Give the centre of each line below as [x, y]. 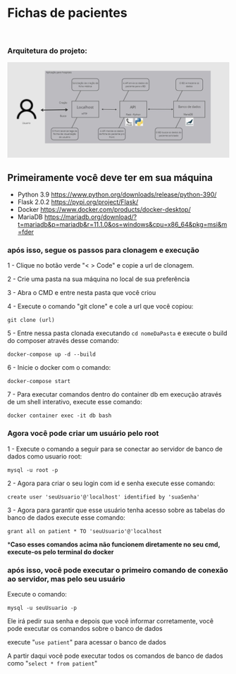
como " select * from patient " [52, 663]
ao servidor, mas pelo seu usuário [66, 579]
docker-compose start [39, 382]
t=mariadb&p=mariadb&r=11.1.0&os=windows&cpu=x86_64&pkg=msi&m [122, 225]
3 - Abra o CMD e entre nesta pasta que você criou [82, 293]
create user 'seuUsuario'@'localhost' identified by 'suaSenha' [104, 497]
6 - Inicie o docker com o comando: [59, 368]
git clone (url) [31, 320]
